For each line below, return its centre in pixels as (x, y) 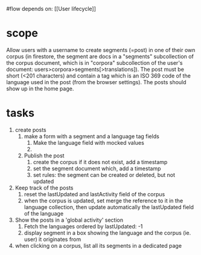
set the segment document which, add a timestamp (97, 168)
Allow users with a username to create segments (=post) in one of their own (101, 50)
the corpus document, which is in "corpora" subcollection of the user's (94, 62)
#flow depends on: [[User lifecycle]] (51, 9)
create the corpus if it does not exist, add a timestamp (100, 162)
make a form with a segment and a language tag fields (92, 136)
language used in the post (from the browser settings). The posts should (96, 82)
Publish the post (44, 155)
